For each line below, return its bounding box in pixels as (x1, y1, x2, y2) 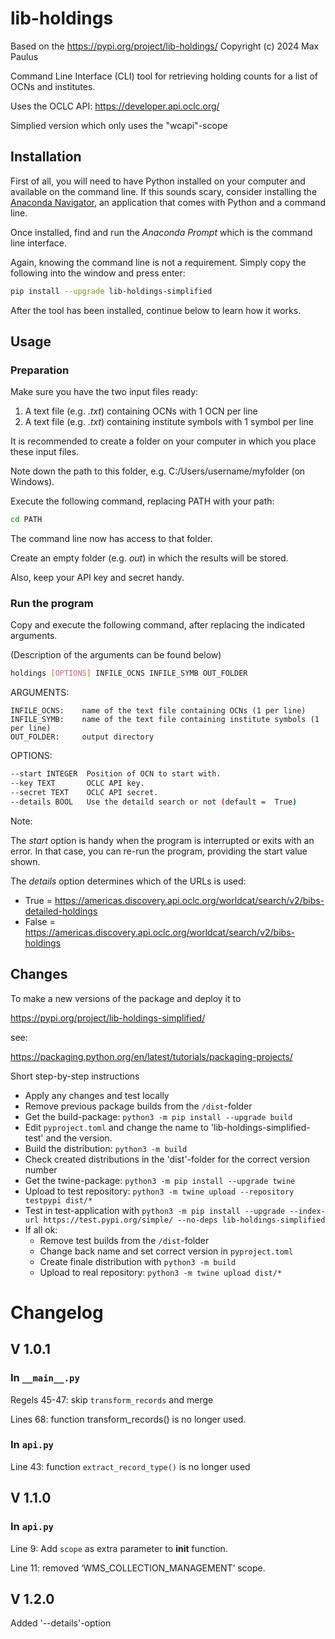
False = (24, 915, 56, 927)
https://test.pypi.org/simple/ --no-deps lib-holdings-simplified (43, 1215, 326, 1225)
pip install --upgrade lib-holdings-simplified (10, 286, 213, 296)
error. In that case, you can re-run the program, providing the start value (10, 845, 308, 857)
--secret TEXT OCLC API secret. (10, 788, 159, 798)
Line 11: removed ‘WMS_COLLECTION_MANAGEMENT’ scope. (10, 1562, 266, 1574)
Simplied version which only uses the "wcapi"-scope (10, 119, 228, 131)
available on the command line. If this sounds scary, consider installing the (10, 185, 318, 197)
